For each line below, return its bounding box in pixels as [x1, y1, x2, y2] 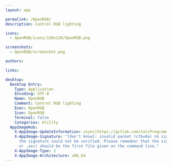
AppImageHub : [10, 125, 38, 130]
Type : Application [14, 86, 54, 92]
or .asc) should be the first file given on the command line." [18, 144, 159, 149]
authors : [5, 59, 24, 64]
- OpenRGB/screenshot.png [10, 50, 66, 55]
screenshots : [5, 44, 33, 50]
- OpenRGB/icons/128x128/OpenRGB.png [10, 35, 91, 41]
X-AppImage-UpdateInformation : [14, 129, 81, 134]
